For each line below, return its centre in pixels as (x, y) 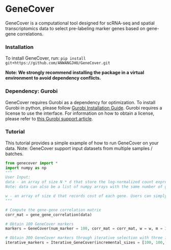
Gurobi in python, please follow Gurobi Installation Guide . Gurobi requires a (84, 108)
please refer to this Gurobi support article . (49, 118)
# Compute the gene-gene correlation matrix (53, 210)
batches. (15, 154)
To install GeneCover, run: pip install (46, 58)
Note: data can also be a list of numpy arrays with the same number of (84, 187)
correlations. (30, 34)
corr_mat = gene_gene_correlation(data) (49, 215)
